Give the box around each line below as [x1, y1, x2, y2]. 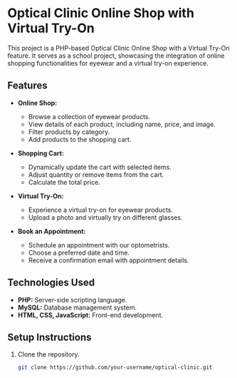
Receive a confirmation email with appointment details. [28, 255, 189, 265]
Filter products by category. [28, 127, 110, 136]
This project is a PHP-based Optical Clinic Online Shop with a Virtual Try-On [7, 44, 230, 52]
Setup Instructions [7, 331, 92, 343]
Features [7, 80, 48, 92]
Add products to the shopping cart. [28, 135, 132, 143]
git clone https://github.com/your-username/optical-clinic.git [17, 364, 213, 372]
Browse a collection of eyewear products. [28, 112, 151, 121]
